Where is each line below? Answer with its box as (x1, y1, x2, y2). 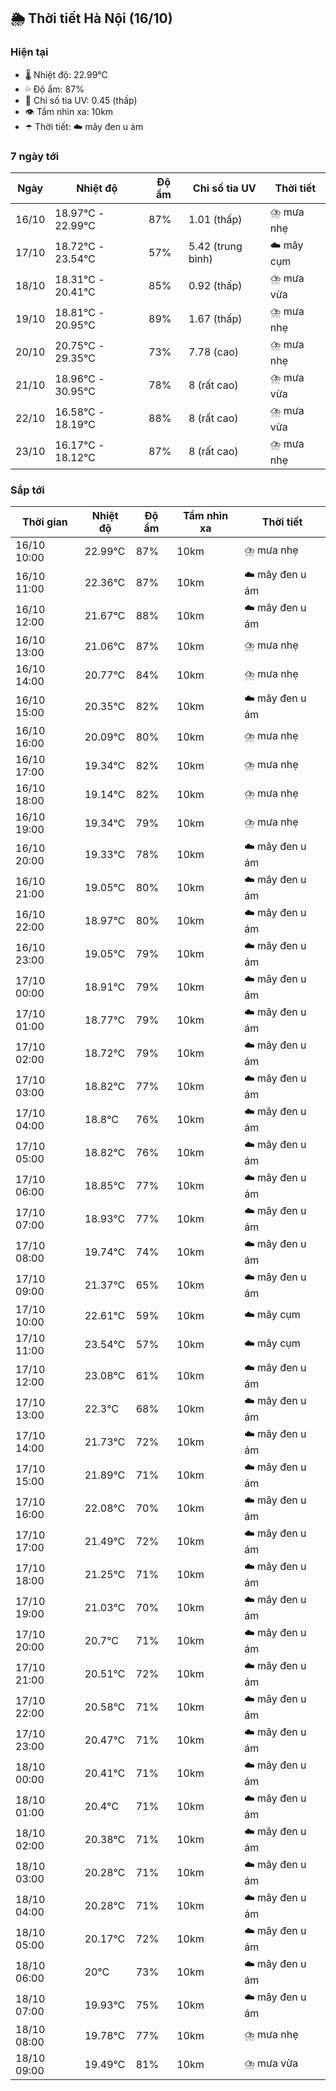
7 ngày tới (10, 149, 60, 163)
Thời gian (21, 515, 68, 529)
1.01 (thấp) (188, 213, 243, 227)
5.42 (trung (188, 240, 243, 254)
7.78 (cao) (188, 345, 239, 359)
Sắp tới (10, 483, 45, 497)
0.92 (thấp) (188, 279, 243, 293)
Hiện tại (10, 45, 49, 59)
